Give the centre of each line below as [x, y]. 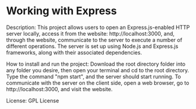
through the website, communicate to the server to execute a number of [94, 40]
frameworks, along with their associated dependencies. [74, 52]
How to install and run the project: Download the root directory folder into [96, 64]
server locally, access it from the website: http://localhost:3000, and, [91, 33]
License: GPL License [33, 100]
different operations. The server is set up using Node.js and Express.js [92, 46]
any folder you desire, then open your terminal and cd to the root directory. [98, 70]
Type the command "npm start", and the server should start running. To [94, 76]
